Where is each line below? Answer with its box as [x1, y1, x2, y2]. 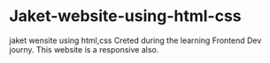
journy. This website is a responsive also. [9, 44, 159, 54]
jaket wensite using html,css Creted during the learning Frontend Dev [9, 35, 262, 45]
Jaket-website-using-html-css [9, 6, 242, 26]
